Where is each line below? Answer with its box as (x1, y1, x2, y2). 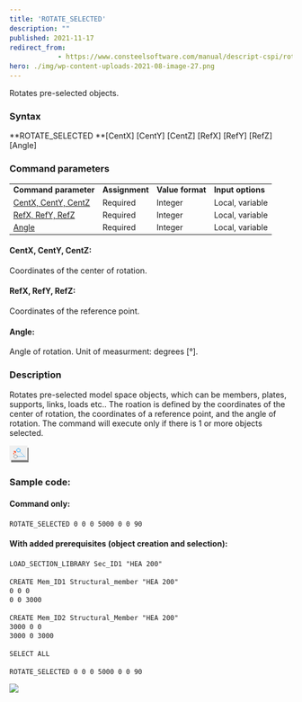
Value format (156, 184, 207, 195)
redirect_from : (9, 43, 67, 52)
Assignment (102, 184, 150, 195)
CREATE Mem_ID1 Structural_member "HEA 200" (9, 577, 179, 586)
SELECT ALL (9, 649, 50, 658)
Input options (214, 184, 265, 195)
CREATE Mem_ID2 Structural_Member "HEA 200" (9, 613, 179, 622)
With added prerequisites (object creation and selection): (9, 538, 228, 549)
